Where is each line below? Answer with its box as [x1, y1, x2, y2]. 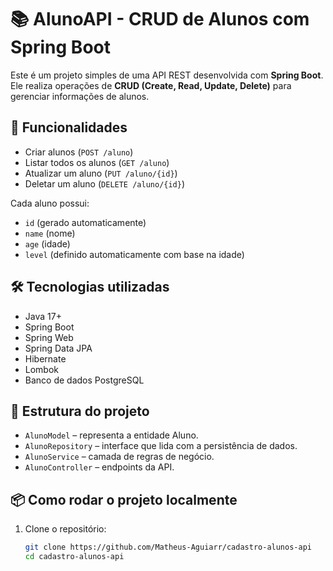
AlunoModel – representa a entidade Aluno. [24, 429, 199, 441]
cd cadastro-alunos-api [24, 552, 125, 562]
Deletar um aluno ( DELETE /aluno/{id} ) [24, 177, 186, 190]
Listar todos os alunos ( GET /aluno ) [24, 156, 170, 168]
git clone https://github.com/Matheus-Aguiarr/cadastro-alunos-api [24, 542, 312, 553]
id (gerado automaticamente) [24, 216, 147, 228]
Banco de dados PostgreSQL [24, 374, 145, 386]
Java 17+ [24, 310, 62, 322]
